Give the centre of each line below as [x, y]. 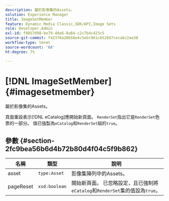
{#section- [37, 140]
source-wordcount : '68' [30, 47]
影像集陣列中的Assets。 [100, 174]
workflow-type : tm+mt [28, 43]
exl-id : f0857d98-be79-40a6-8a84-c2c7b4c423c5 [55, 33]
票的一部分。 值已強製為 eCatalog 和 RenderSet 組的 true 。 [63, 123]
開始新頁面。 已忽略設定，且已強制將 [115, 183]
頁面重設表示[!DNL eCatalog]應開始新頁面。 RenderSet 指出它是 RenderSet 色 [82, 117]
